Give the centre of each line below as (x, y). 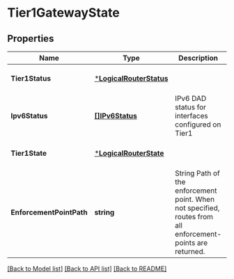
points (185, 243)
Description (198, 58)
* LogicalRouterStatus (131, 78)
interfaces (192, 116)
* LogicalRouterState (129, 153)
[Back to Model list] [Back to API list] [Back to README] (87, 269)
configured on (198, 125)
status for (191, 107)
